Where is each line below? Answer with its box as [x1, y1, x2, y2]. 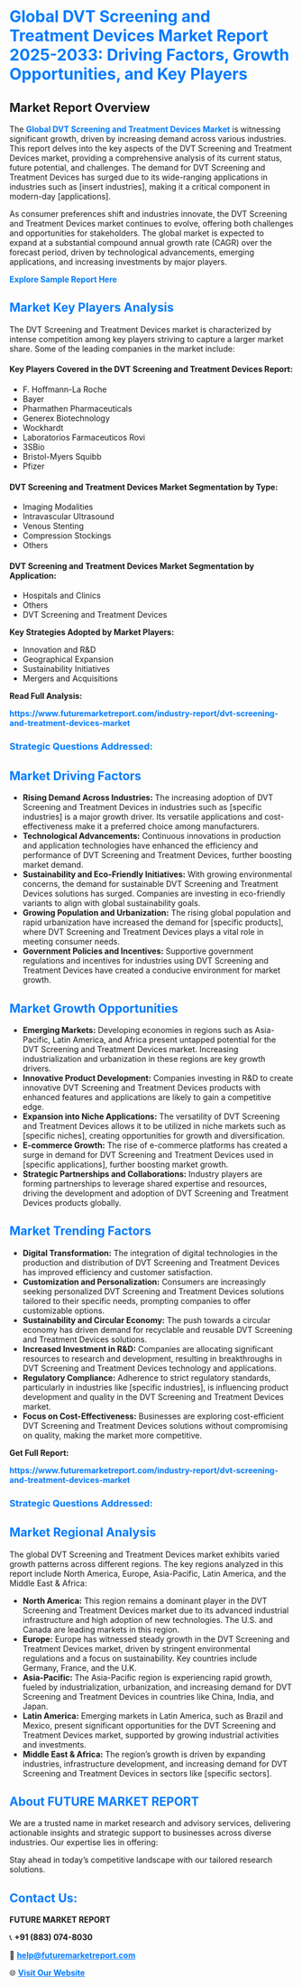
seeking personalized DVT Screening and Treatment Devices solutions [22, 1285, 285, 1297]
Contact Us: [9, 1890, 78, 1906]
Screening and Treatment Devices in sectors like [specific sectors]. [22, 1767, 272, 1778]
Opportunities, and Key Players [9, 64, 248, 85]
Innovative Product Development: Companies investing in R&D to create [22, 1072, 294, 1083]
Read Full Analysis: [9, 691, 83, 702]
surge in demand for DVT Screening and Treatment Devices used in [22, 1149, 274, 1160]
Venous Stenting [22, 521, 84, 532]
